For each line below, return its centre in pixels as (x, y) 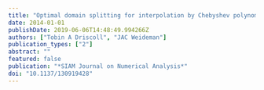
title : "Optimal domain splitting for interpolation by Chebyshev (119, 15)
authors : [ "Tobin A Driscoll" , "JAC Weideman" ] (88, 37)
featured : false (35, 59)
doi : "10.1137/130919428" (50, 74)
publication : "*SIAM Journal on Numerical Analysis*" (98, 67)
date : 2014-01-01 (37, 23)
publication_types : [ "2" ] (50, 45)
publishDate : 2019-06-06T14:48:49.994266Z (79, 30)
